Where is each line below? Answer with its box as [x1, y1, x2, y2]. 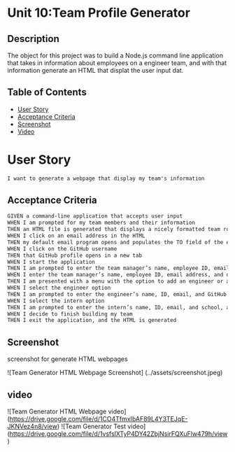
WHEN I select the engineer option [7, 285, 111, 292]
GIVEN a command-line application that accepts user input [7, 213, 183, 220]
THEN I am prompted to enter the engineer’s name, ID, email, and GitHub [7, 290, 227, 298]
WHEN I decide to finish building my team [7, 310, 133, 318]
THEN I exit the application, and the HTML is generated [7, 317, 177, 324]
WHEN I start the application [7, 258, 96, 265]
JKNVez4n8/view [7, 422, 58, 430]
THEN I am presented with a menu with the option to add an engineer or [7, 278, 224, 285]
